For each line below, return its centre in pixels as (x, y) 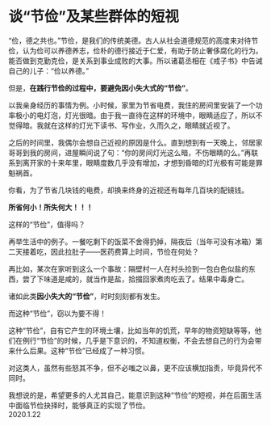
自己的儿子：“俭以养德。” (49, 70)
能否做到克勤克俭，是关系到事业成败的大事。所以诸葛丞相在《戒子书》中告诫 (135, 61)
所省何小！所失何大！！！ (51, 207)
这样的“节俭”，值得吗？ (47, 224)
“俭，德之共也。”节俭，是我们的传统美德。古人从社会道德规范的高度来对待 (130, 40)
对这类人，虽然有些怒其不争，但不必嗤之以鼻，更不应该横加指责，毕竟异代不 (135, 368)
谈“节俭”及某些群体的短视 (94, 17)
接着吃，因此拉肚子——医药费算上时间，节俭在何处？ (110, 251)
